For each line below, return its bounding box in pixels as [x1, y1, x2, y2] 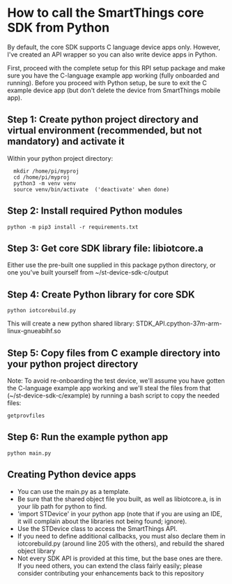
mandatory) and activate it [7, 136, 125, 147]
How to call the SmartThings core [7, 5, 204, 21]
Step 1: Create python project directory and [7, 114, 199, 126]
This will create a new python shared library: [7, 319, 134, 328]
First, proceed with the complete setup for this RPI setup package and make [7, 64, 226, 72]
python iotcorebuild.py [7, 307, 77, 314]
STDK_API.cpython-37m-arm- [135, 319, 222, 328]
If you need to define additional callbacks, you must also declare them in [17, 532, 226, 540]
